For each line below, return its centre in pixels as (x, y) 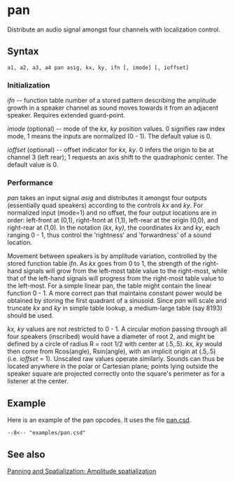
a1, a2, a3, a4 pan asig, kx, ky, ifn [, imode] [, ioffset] (98, 68)
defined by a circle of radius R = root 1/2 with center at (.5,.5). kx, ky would (115, 344)
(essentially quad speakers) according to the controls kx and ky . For (105, 206)
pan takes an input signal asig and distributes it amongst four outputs (107, 198)
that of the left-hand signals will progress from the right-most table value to (116, 278)
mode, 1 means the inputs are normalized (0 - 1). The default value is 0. (109, 136)
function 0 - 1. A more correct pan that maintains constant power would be (115, 293)
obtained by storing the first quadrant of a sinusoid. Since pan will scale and (117, 301)
